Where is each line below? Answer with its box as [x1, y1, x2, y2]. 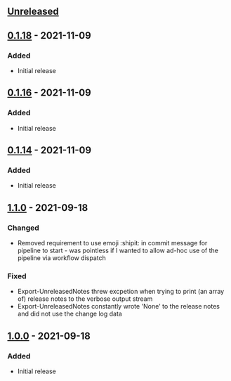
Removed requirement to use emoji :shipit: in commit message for [17, 239, 208, 247]
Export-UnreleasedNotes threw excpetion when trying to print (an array [17, 288, 225, 296]
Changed [7, 223, 40, 233]
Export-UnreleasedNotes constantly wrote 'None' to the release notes [17, 302, 220, 311]
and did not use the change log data [17, 309, 123, 318]
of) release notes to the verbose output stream [17, 295, 153, 303]
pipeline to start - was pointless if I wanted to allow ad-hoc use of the [17, 246, 219, 255]
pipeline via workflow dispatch [17, 254, 107, 262]
